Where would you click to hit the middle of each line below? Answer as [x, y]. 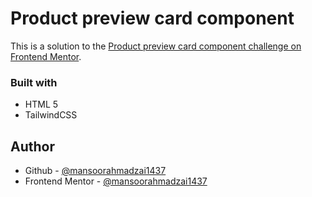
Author [32, 146]
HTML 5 [41, 104]
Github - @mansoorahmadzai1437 [95, 171]
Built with [34, 82]
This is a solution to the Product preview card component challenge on [156, 46]
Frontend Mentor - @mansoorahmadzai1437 [116, 181]
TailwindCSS [51, 115]
